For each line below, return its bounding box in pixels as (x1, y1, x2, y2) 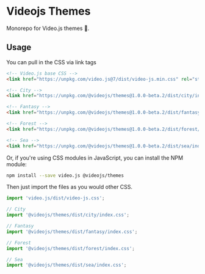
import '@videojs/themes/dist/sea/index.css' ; (6, 262, 127, 268)
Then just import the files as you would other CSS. (6, 183, 133, 191)
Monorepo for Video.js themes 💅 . (6, 24, 90, 32)
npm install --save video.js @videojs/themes (6, 172, 124, 179)
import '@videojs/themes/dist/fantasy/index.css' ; (6, 228, 138, 235)
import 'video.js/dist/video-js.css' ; (6, 195, 105, 201)
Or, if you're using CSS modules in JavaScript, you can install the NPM (6, 154, 184, 161)
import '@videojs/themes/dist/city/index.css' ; (6, 212, 130, 218)
